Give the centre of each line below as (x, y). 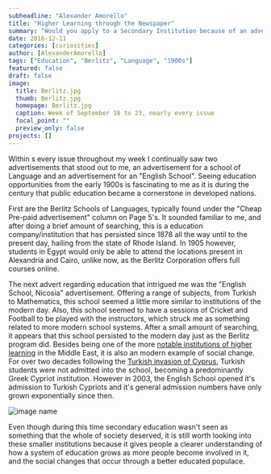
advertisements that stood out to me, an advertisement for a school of (125, 167)
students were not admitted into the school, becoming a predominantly (126, 370)
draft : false (30, 76)
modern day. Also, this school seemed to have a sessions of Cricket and (128, 310)
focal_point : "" (43, 121)
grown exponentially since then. (61, 395)
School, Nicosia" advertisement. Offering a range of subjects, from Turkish (132, 293)
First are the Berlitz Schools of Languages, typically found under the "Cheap (135, 208)
